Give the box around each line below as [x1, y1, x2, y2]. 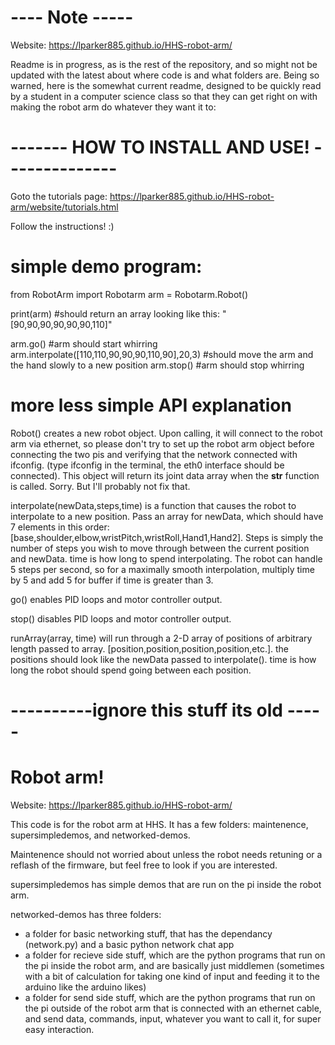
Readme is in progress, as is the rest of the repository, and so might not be [10, 58, 318, 70]
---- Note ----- [10, 6, 134, 29]
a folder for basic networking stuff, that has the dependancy [24, 927, 273, 940]
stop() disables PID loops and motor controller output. [10, 612, 232, 625]
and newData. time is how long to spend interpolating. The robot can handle [10, 552, 323, 565]
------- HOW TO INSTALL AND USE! [10, 136, 310, 159]
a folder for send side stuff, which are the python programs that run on [24, 991, 316, 1003]
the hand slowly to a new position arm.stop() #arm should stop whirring [10, 359, 305, 371]
